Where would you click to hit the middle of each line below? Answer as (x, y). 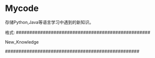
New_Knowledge (22, 42)
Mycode (22, 8)
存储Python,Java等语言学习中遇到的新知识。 (49, 22)
